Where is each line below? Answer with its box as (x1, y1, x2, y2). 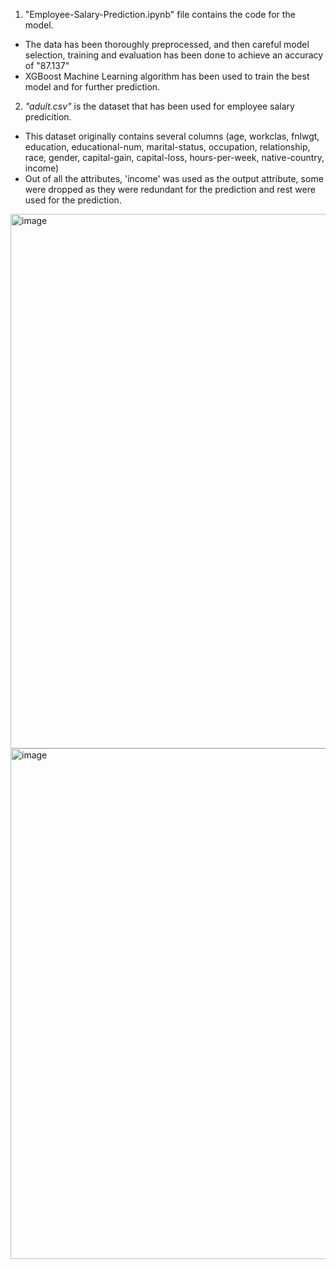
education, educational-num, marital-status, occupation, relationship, (24, 141, 311, 153)
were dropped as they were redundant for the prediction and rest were (24, 184, 316, 195)
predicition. (24, 111, 72, 123)
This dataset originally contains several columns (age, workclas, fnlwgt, (24, 130, 320, 142)
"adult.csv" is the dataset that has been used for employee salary (24, 100, 295, 112)
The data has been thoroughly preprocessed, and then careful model (24, 39, 310, 50)
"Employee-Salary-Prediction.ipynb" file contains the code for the (24, 9, 296, 20)
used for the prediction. (24, 194, 122, 206)
